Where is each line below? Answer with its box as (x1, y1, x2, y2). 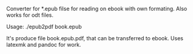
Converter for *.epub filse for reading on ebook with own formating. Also (6, 5, 188, 12)
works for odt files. (6, 11, 53, 19)
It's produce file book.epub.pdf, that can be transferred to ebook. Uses (6, 35, 184, 41)
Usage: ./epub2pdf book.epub (6, 23, 82, 30)
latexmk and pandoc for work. (6, 41, 81, 48)
